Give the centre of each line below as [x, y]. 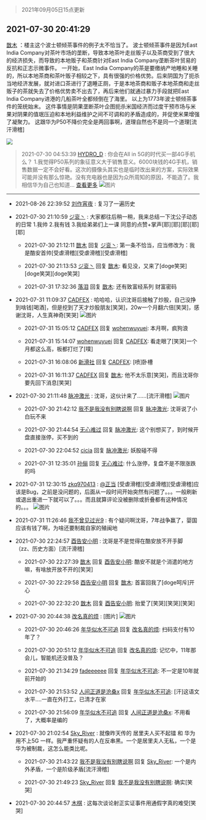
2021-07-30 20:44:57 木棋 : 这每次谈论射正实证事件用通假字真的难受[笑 [105, 803]
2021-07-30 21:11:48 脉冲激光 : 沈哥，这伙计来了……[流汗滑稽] [93, 395]
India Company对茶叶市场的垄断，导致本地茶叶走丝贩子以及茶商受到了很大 [101, 52]
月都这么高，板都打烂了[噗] [59, 349]
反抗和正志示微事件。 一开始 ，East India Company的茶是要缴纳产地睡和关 [100, 68]
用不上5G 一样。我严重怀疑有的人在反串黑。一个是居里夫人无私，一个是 [105, 741]
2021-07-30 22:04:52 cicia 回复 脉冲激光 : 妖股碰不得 [91, 450]
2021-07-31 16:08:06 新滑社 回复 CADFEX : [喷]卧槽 [89, 361]
